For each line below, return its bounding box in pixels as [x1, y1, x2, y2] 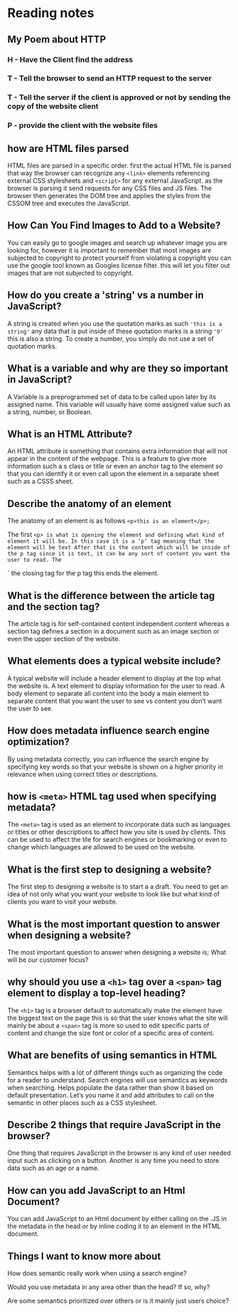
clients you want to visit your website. [7, 897, 118, 906]
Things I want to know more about [7, 1250, 161, 1262]
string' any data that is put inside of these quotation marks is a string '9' [7, 327, 224, 335]
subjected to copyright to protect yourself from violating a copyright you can [7, 254, 232, 262]
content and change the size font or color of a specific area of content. [7, 1029, 215, 1037]
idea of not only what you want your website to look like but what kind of [7, 890, 220, 899]
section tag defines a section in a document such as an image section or [7, 627, 220, 635]
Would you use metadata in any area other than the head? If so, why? [7, 1283, 210, 1291]
